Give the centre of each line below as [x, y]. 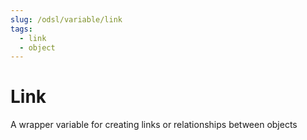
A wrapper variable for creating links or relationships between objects [154, 125]
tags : [21, 29]
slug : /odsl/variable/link [66, 19]
